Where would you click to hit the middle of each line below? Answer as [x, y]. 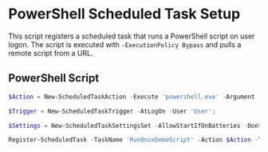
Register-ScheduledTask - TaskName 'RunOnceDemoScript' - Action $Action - [134, 140]
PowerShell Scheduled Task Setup [124, 14]
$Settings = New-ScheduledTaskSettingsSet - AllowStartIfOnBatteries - [128, 126]
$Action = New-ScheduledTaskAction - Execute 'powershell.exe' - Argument [132, 97]
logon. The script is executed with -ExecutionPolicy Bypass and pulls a [125, 44]
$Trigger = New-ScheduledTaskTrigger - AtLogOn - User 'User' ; [112, 111]
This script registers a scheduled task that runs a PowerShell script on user [132, 36]
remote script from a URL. [51, 53]
